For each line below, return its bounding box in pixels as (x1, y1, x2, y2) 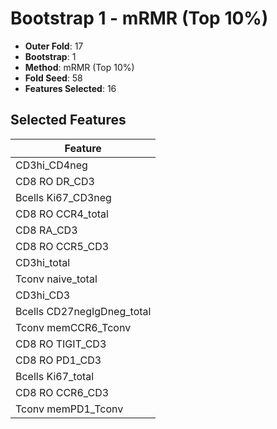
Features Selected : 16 (24, 82, 117, 94)
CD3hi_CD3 (15, 288, 71, 302)
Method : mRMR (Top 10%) (24, 61, 135, 73)
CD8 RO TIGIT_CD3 (15, 337, 107, 351)
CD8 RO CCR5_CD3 (15, 239, 110, 253)
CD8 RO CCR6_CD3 (15, 385, 110, 399)
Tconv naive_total (15, 272, 98, 286)
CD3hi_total (15, 255, 71, 269)
